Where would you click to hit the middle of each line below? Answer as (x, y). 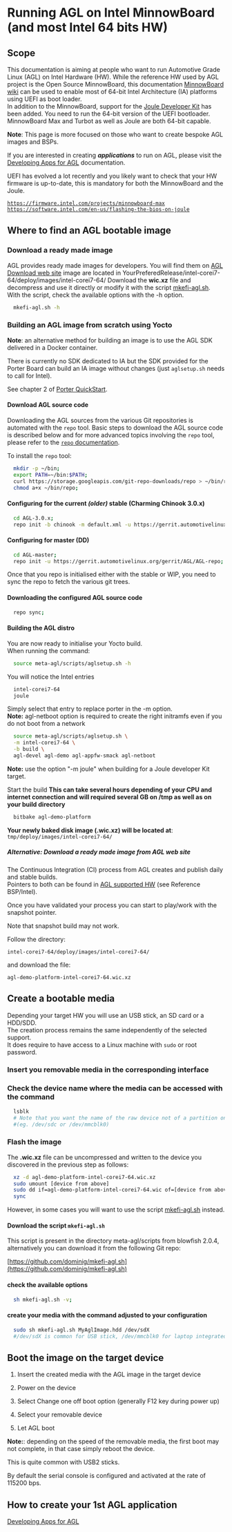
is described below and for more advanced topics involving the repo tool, (111, 435)
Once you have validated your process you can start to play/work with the (112, 905)
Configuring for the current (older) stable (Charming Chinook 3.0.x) (106, 504)
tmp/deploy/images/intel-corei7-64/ (60, 837)
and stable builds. (32, 877)
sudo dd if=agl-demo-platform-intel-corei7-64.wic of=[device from (113, 1190)
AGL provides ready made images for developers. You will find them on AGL (115, 265)
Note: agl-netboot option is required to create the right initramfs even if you (115, 716)
